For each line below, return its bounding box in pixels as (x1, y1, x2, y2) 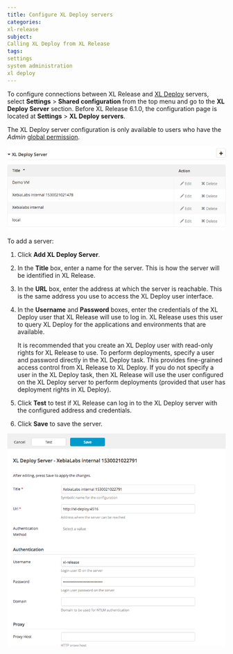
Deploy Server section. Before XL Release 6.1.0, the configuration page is (7, 104, 217, 112)
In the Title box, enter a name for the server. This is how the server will (17, 264, 220, 272)
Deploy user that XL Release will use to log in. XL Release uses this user (17, 312, 223, 321)
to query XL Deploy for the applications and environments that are (17, 320, 207, 328)
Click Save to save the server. (17, 419, 103, 428)
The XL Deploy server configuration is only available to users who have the (7, 125, 222, 133)
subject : (7, 33, 33, 40)
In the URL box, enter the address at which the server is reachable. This (17, 285, 223, 293)
